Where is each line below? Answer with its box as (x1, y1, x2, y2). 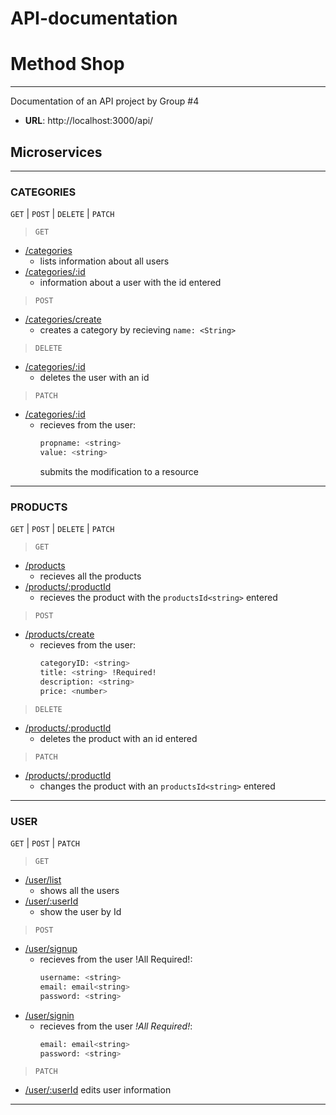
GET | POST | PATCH (10, 837, 80, 849)
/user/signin (24, 1009, 75, 1021)
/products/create (24, 628, 95, 641)
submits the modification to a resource (39, 465, 200, 477)
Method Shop (10, 53, 125, 76)
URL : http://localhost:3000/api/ (24, 115, 154, 127)
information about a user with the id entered (39, 277, 222, 289)
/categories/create (24, 313, 102, 326)
